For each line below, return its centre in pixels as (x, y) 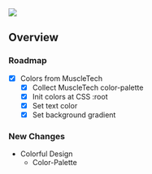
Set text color (55, 105)
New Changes (37, 136)
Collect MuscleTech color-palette (88, 87)
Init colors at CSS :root (70, 96)
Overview (34, 38)
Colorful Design (46, 154)
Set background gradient (74, 115)
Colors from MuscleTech (61, 78)
